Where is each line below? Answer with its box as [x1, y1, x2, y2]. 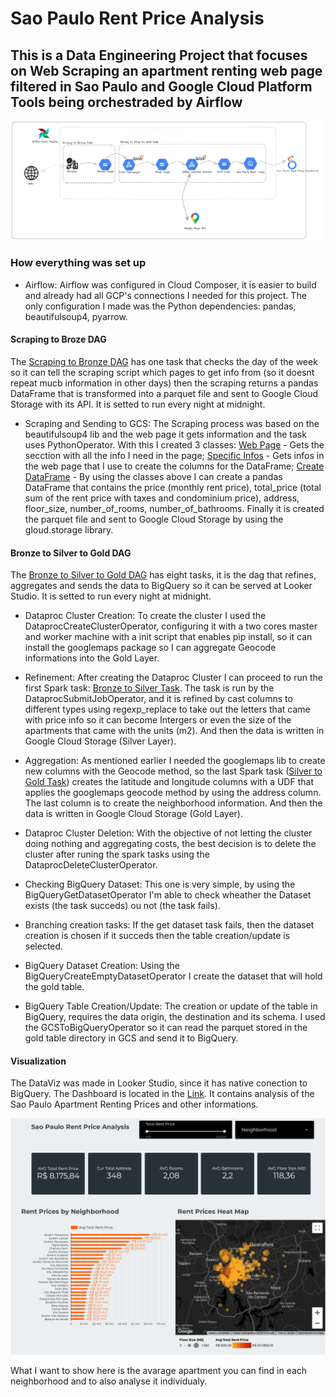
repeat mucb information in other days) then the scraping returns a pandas [10, 377, 319, 389]
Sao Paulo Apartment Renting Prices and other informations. [10, 1098, 259, 1111]
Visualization [10, 1055, 67, 1067]
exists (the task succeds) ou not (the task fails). [24, 900, 221, 912]
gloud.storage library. [24, 523, 114, 536]
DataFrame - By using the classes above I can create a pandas [24, 470, 283, 482]
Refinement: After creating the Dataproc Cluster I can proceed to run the [24, 672, 323, 684]
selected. [24, 940, 64, 952]
